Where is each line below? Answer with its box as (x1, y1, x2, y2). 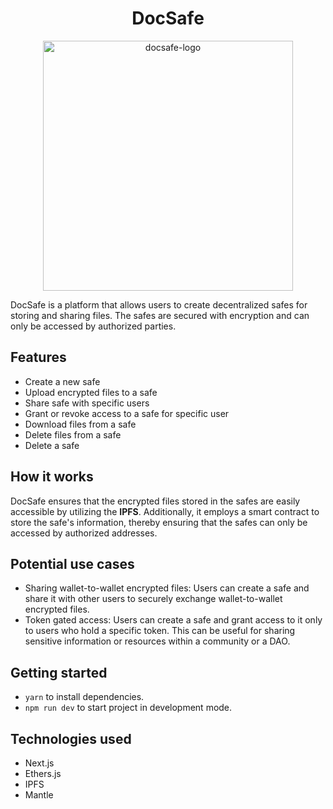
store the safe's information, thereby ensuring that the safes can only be (10, 516, 308, 528)
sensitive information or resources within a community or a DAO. (24, 635, 291, 647)
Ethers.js (24, 768, 62, 779)
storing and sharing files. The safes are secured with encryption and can (10, 309, 310, 321)
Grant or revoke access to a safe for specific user (24, 407, 230, 419)
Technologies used (10, 730, 132, 747)
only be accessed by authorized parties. (10, 320, 177, 332)
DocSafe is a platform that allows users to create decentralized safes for (10, 298, 308, 311)
